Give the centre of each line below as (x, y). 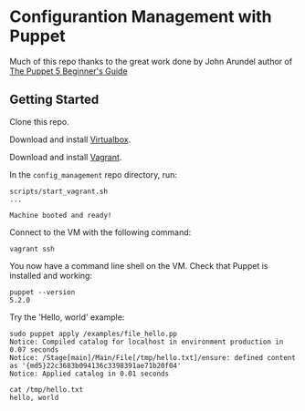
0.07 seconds (34, 349)
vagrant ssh (32, 249)
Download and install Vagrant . (66, 157)
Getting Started (54, 100)
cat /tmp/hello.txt (47, 389)
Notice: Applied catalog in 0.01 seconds (89, 374)
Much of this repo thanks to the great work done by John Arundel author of (151, 61)
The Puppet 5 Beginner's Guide (68, 71)
